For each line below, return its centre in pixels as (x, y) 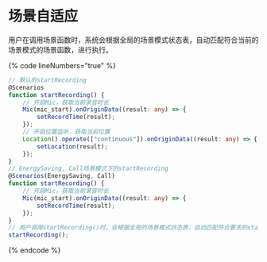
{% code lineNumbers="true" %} (62, 65)
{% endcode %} (35, 250)
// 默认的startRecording (48, 80)
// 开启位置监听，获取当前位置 (66, 132)
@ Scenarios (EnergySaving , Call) (62, 176)
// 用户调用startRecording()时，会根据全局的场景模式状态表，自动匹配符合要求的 (128, 228)
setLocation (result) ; (73, 146)
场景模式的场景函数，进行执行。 (60, 49)
